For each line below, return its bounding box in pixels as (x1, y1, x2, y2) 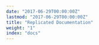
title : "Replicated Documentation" (6, 19, 94, 25)
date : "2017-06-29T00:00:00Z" (6, 8, 81, 15)
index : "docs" (6, 30, 41, 36)
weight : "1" (6, 25, 35, 31)
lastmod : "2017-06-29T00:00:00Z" (6, 14, 88, 20)
